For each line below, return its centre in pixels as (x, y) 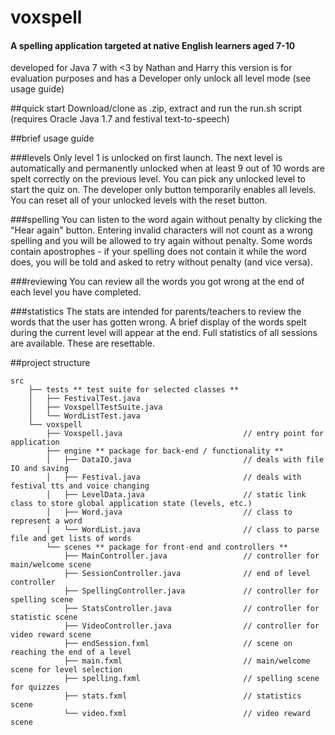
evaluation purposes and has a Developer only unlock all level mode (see (161, 78)
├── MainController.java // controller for (191, 556)
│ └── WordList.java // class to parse (183, 530)
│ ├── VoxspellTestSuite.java (95, 407)
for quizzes (35, 687)
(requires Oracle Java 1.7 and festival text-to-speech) (120, 119)
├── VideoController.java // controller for (191, 626)
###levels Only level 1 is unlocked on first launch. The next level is (146, 158)
